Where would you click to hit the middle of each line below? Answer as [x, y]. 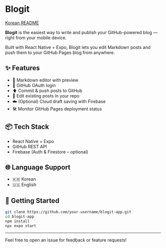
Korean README [22, 23]
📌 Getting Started [32, 201]
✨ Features [22, 68]
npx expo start [21, 226]
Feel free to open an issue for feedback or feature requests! [66, 240]
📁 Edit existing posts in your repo [46, 96]
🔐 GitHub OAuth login [34, 85]
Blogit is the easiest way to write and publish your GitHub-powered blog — [82, 32]
